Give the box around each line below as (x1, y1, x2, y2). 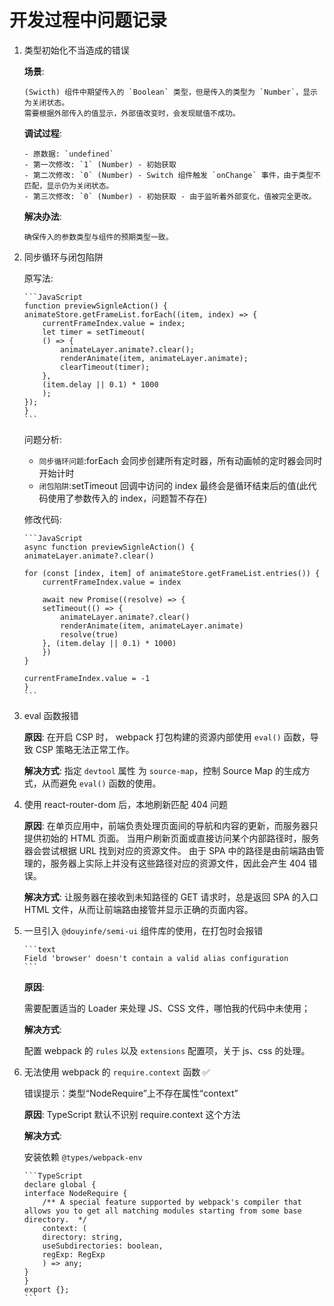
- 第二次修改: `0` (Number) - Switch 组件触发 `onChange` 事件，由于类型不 (23, 170, 321, 180)
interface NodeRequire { (23, 1188, 128, 1198)
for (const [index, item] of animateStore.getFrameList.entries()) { (23, 568, 321, 578)
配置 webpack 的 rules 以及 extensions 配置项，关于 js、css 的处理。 (23, 1044, 311, 1056)
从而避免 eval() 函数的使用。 (41, 777, 162, 789)
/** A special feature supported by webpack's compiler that (42, 1197, 302, 1207)
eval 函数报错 (23, 709, 79, 721)
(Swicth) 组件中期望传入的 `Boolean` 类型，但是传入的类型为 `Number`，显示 (23, 87, 318, 97)
